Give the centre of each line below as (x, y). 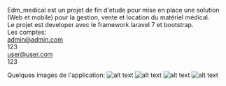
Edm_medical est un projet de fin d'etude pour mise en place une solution (113, 10)
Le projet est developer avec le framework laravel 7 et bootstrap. (100, 25)
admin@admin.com (35, 40)
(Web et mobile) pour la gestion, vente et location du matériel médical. (108, 17)
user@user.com (30, 54)
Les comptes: (27, 32)
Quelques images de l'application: (56, 75)
